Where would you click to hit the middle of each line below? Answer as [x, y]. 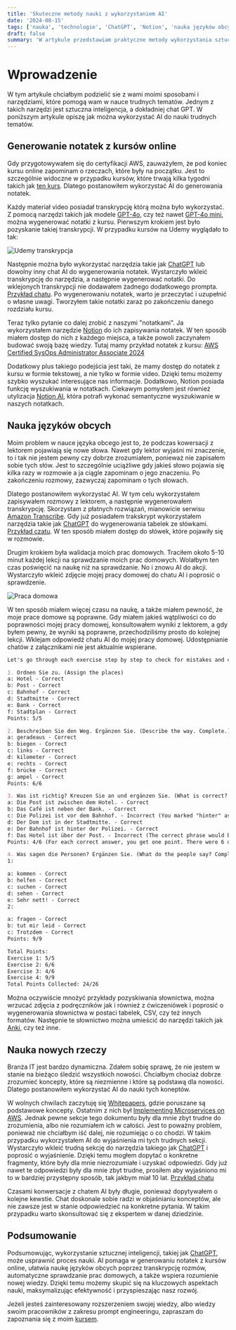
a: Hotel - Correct [36, 679]
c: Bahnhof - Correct [39, 692]
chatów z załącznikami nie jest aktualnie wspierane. [82, 647]
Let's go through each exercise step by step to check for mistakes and [116, 660]
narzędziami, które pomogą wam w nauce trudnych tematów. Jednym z [111, 102]
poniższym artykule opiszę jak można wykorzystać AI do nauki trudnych [112, 117]
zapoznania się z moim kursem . [53, 1319]
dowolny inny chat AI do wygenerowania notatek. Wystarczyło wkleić [107, 271]
